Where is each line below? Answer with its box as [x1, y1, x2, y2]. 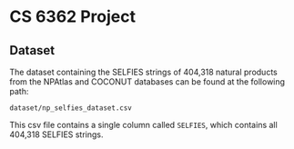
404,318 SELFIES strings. [9, 129, 104, 140]
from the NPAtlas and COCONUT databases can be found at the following [9, 76, 285, 87]
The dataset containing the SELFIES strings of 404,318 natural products [9, 66, 278, 77]
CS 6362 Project [9, 6, 137, 27]
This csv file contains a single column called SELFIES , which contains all [9, 120, 278, 130]
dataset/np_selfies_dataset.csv [9, 104, 132, 113]
